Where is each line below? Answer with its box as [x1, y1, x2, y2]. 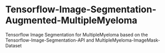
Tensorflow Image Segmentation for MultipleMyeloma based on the [5, 31, 148, 38]
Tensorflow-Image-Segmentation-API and [5, 37, 94, 43]
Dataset [5, 42, 22, 48]
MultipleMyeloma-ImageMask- [95, 37, 160, 43]
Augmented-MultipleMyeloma [5, 14, 138, 26]
